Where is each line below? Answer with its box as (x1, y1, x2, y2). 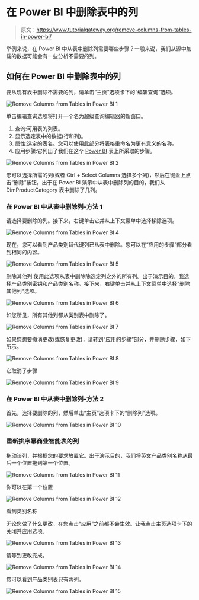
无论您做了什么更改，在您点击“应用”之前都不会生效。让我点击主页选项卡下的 (6, 520, 192, 527)
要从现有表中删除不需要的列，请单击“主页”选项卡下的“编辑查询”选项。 (6, 88, 176, 95)
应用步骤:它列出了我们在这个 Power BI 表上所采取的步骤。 (14, 147, 156, 154)
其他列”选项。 (6, 288, 40, 295)
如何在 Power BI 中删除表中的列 (6, 72, 121, 82)
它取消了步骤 (6, 367, 37, 374)
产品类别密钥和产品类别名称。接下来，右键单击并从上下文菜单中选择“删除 (11, 280, 191, 288)
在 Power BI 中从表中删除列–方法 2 (6, 395, 104, 403)
